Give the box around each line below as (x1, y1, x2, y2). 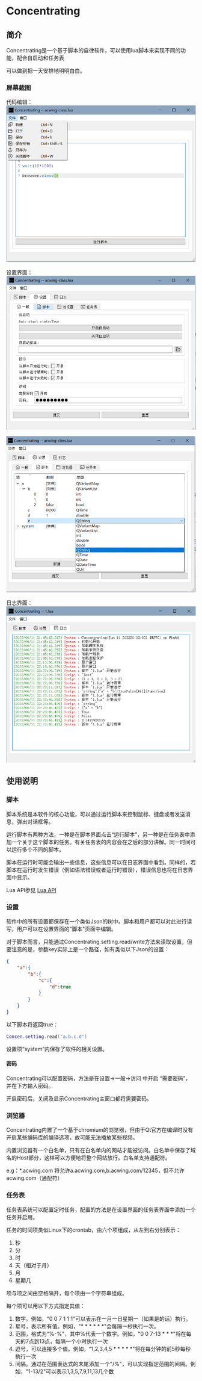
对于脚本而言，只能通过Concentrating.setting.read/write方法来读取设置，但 (6, 938, 192, 946)
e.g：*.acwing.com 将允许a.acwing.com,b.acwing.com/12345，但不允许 (6, 1167, 185, 1175)
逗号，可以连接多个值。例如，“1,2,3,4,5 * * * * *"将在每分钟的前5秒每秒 (14, 1345, 191, 1352)
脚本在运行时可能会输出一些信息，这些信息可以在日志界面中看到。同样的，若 (6, 858, 196, 866)
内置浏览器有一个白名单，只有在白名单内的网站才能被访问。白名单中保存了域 (6, 1147, 196, 1154)
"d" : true (49, 984, 71, 990)
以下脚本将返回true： (6, 1020, 59, 1028)
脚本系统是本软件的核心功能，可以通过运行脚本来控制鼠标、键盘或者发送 (6, 810, 185, 818)
